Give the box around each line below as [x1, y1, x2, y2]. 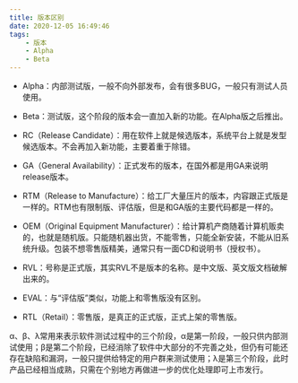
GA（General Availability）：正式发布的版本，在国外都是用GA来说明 [21, 161, 268, 170]
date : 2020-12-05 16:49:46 [9, 22, 110, 30]
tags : [9, 30, 30, 39]
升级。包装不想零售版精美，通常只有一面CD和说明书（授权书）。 [30, 243, 266, 254]
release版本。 [21, 171, 74, 182]
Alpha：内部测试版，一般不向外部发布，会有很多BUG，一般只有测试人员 [21, 81, 288, 91]
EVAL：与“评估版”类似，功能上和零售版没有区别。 [21, 292, 206, 303]
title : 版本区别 [9, 13, 64, 22]
